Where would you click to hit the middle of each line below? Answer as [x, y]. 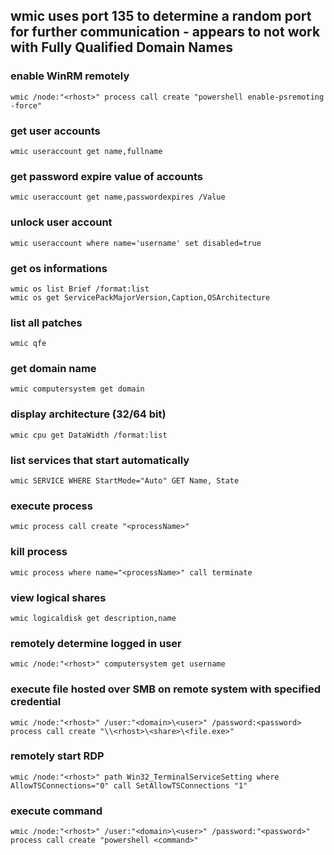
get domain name [53, 369]
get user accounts [55, 131]
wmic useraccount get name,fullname [86, 151]
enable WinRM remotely [70, 76]
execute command [56, 811]
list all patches [46, 322]
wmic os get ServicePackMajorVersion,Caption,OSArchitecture [140, 297]
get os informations [59, 268]
